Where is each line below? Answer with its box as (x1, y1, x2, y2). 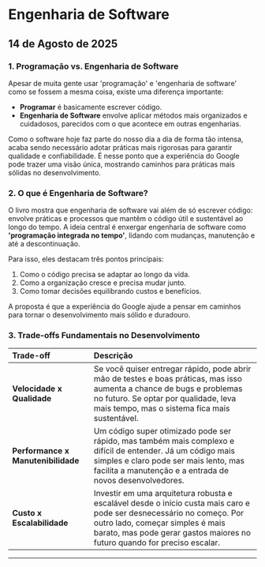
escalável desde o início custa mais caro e (93, 498, 250, 509)
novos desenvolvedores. (93, 475, 185, 486)
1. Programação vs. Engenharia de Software (8, 61, 179, 72)
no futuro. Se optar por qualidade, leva (93, 393, 237, 404)
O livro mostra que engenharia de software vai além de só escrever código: (8, 205, 253, 215)
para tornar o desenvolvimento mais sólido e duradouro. (8, 310, 191, 320)
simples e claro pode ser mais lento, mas (93, 456, 244, 467)
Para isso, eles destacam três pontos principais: (8, 254, 164, 264)
